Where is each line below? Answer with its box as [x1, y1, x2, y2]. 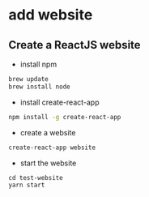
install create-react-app [19, 97, 100, 107]
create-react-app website [8, 143, 96, 152]
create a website [19, 127, 76, 137]
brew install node [8, 83, 70, 91]
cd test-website [8, 173, 63, 182]
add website [8, 6, 93, 24]
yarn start [8, 181, 45, 189]
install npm [19, 59, 57, 69]
